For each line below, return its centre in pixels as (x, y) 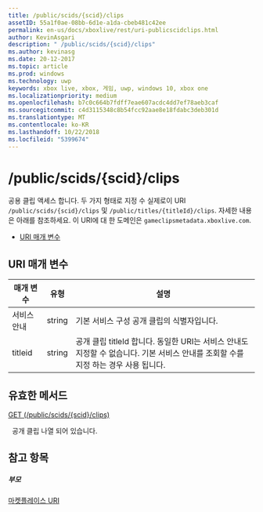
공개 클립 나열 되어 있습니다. (54, 431)
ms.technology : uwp (40, 81)
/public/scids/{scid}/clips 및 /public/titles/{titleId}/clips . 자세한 (123, 211)
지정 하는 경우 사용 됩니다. (121, 365)
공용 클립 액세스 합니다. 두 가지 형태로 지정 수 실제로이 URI (97, 201)
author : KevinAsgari (42, 37)
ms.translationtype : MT (47, 118)
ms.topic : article (38, 67)
